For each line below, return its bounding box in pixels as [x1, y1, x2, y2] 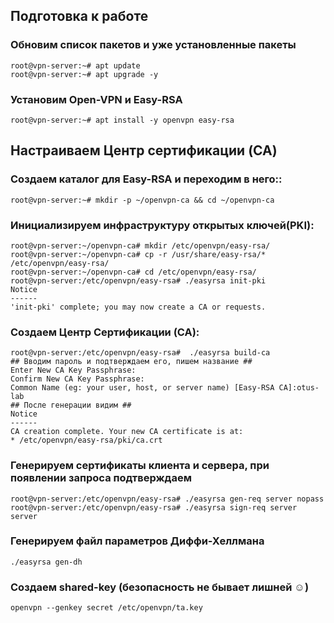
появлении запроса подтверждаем [10, 471, 192, 485]
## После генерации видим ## [10, 400, 132, 411]
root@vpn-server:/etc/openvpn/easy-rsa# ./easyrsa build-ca [10, 348, 271, 358]
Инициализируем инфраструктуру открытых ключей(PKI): [10, 218, 315, 232]
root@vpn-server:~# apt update [10, 60, 141, 71]
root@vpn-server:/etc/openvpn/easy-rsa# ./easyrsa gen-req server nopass [10, 494, 325, 504]
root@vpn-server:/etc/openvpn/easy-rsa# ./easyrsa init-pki [10, 275, 267, 286]
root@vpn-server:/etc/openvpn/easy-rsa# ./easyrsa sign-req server [10, 502, 298, 513]
